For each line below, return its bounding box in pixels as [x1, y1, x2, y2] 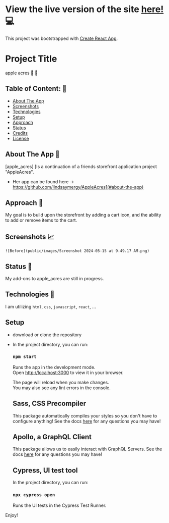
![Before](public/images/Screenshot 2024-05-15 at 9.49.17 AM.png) [5, 248, 150, 253]
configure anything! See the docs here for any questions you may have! [12, 418, 161, 424]
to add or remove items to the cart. [5, 217, 77, 223]
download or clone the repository [12, 332, 82, 338]
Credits [12, 130, 28, 136]
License [12, 135, 29, 141]
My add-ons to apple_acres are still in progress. [5, 275, 104, 281]
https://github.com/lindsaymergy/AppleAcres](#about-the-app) [12, 184, 144, 190]
